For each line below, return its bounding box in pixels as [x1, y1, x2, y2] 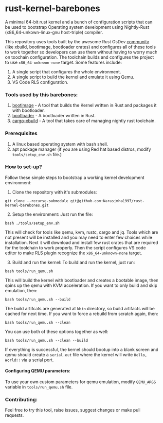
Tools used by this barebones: [5, 91, 78, 98]
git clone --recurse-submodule [5, 198, 69, 203]
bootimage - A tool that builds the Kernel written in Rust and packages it [12, 103, 157, 108]
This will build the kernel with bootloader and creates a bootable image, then [5, 277, 159, 283]
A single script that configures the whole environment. [12, 69, 121, 74]
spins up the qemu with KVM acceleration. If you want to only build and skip [5, 282, 158, 288]
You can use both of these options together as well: [5, 329, 109, 335]
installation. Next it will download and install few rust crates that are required [5, 239, 158, 246]
